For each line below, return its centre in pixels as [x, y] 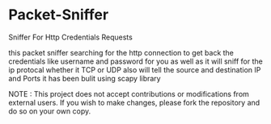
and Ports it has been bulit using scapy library [85, 78]
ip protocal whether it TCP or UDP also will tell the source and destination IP [135, 69]
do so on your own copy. [50, 111]
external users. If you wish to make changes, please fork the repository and [134, 102]
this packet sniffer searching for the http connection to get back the [121, 52]
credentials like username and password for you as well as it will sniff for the [135, 61]
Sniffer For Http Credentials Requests [71, 37]
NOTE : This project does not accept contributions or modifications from [129, 93]
